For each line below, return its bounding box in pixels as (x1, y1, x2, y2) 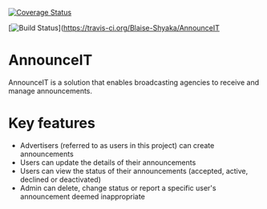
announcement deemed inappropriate (19, 191, 146, 201)
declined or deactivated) (19, 175, 102, 184)
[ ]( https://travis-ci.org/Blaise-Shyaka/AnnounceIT (8, 23, 220, 32)
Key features (8, 115, 96, 132)
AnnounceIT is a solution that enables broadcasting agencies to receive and (8, 77, 259, 87)
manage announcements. (8, 86, 93, 95)
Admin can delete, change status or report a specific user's (19, 183, 216, 192)
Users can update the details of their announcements (19, 157, 196, 167)
